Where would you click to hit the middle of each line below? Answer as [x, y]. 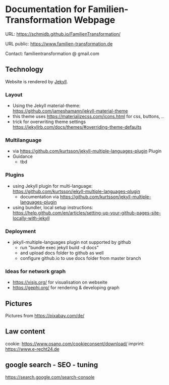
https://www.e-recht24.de [32, 349]
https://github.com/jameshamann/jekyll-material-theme [70, 111]
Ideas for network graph [36, 271]
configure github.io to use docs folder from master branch [80, 258]
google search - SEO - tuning [52, 365]
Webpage [95, 20]
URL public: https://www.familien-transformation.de [59, 43]
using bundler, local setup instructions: [53, 207]
